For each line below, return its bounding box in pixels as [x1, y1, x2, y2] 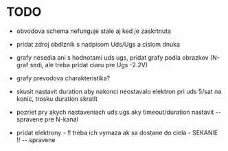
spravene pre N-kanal [16, 115, 78, 124]
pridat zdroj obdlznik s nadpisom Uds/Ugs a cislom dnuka [16, 40, 180, 48]
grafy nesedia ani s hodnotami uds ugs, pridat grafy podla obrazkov [16, 53, 209, 62]
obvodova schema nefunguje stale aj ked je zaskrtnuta [16, 27, 172, 35]
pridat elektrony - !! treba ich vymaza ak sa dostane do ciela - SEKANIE [16, 128, 218, 137]
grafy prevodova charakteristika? [16, 73, 111, 82]
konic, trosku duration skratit [16, 94, 98, 103]
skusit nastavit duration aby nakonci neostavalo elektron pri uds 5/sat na [16, 87, 222, 95]
